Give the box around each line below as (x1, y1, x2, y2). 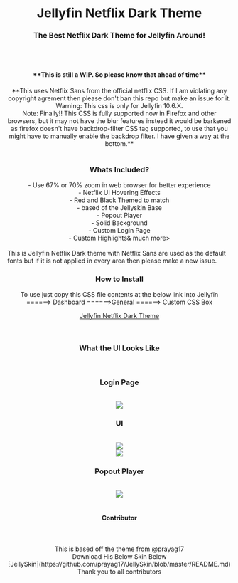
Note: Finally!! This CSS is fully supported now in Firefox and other (22, 109, 217, 117)
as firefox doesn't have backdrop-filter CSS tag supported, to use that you (10, 124, 229, 132)
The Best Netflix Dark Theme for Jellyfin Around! (33, 31, 206, 41)
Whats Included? (89, 164, 150, 174)
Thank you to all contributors (77, 567, 162, 576)
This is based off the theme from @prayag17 (54, 545, 185, 553)
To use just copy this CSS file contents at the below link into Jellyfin (20, 290, 219, 299)
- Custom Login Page (88, 226, 151, 234)
